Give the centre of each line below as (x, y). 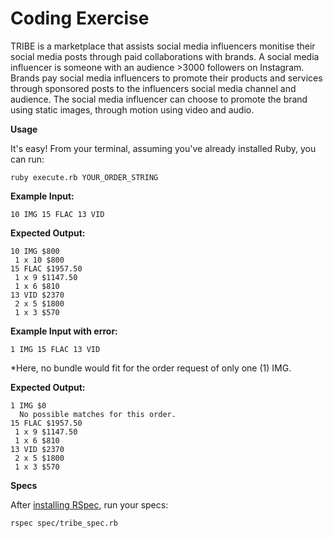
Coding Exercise (80, 18)
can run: (27, 159)
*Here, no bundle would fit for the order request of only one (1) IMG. (151, 368)
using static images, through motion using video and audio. (132, 109)
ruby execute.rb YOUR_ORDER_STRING (84, 177)
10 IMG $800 (35, 251)
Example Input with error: (64, 331)
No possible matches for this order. (98, 414)
